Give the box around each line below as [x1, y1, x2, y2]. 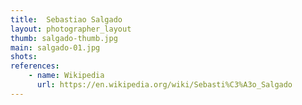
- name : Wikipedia [28, 71, 105, 81]
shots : [10, 52, 38, 62]
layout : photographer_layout [10, 24, 132, 34]
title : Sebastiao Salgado [10, 14, 123, 25]
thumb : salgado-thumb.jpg [10, 33, 118, 43]
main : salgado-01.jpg [10, 42, 101, 53]
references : [10, 61, 60, 71]
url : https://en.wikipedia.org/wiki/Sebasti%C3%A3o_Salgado [36, 80, 293, 90]
